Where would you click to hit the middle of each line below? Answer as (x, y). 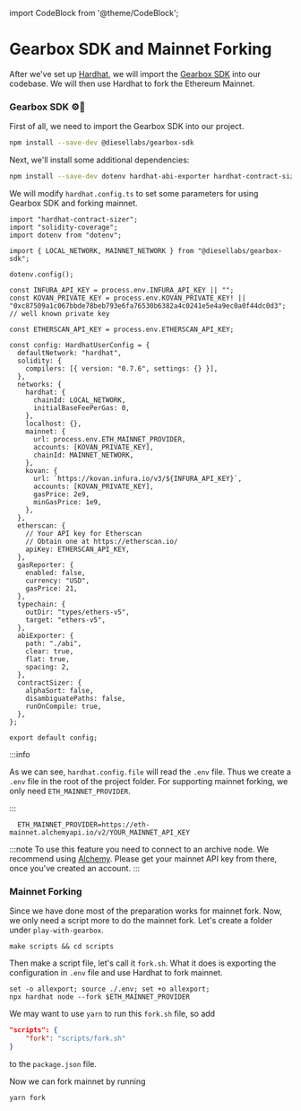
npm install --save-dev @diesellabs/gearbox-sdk (102, 143)
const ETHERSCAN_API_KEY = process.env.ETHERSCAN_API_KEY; (122, 329)
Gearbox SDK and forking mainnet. (73, 203)
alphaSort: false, (60, 690)
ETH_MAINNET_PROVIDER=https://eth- (84, 825)
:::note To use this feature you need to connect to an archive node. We (139, 849)
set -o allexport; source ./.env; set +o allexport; (110, 989)
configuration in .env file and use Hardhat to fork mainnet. (116, 973)
